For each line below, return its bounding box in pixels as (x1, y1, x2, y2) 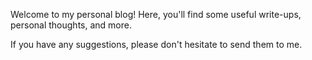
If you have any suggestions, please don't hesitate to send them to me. (10, 39, 303, 50)
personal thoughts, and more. (10, 19, 132, 31)
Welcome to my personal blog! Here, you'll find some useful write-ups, (10, 9, 302, 20)
